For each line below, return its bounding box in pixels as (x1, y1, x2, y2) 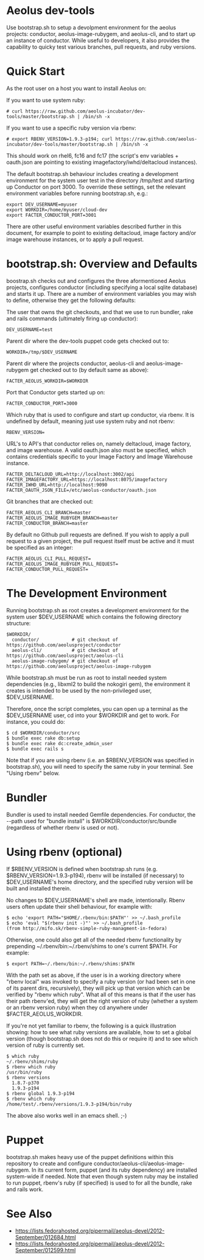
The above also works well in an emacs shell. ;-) (6, 1111, 127, 1119)
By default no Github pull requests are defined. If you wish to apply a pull (6, 531, 189, 538)
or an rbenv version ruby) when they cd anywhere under (6, 1004, 148, 1011)
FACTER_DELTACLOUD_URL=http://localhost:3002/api (6, 471, 135, 477)
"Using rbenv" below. (6, 769, 60, 777)
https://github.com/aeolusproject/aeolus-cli (6, 653, 124, 659)
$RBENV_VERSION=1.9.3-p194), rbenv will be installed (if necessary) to (6, 872, 185, 879)
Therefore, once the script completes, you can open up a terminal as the (6, 705, 188, 712)
